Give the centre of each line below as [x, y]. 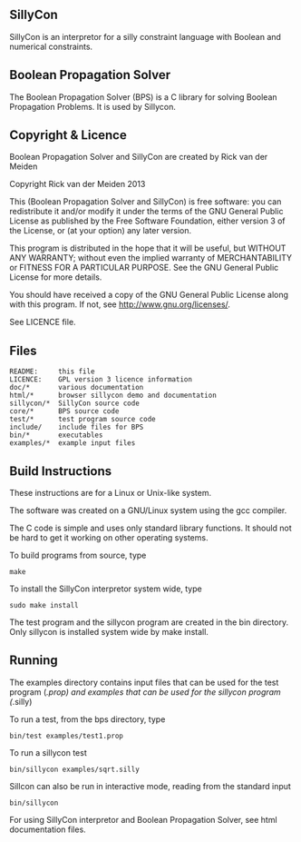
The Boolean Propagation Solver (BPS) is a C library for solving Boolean [144, 97]
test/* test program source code [83, 420]
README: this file [52, 371]
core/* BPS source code [64, 411]
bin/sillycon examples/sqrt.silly [75, 769]
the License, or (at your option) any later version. [101, 231]
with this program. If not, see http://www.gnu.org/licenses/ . [120, 304]
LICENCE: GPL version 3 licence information [101, 380]
